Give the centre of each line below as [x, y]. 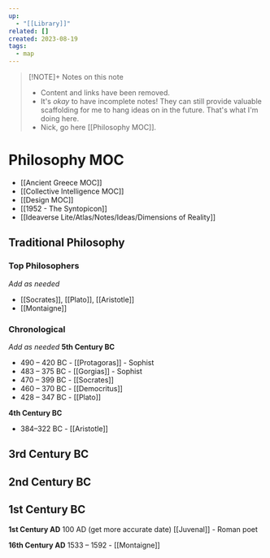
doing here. [60, 118]
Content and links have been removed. [105, 93]
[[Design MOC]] [47, 199]
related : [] [28, 31]
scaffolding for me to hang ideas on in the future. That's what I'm [149, 110]
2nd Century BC [50, 482]
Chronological [37, 329]
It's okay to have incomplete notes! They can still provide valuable [151, 101]
